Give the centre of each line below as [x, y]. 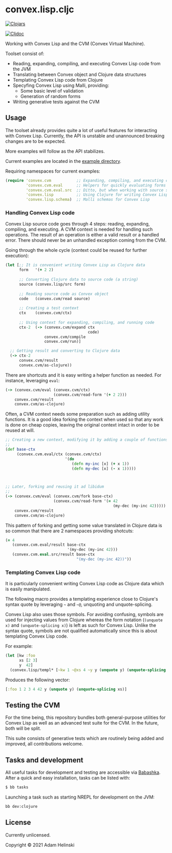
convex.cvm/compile [65, 337]
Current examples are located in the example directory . [63, 161]
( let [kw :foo [20, 656]
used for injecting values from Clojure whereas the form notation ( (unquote [84, 620]
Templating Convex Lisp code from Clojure [58, 80]
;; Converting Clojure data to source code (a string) [79, 280]
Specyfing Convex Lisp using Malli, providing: [61, 85]
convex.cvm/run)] [63, 342]
